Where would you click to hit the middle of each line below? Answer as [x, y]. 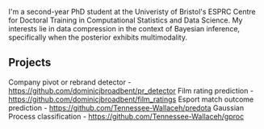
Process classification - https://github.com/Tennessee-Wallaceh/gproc [126, 116]
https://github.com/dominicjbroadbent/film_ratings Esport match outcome [131, 99]
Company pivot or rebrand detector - [70, 82]
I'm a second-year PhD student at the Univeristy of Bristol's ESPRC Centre [132, 12]
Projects [30, 62]
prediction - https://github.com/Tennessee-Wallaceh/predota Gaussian [126, 107]
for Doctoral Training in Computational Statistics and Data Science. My [126, 20]
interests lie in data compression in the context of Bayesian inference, [124, 29]
